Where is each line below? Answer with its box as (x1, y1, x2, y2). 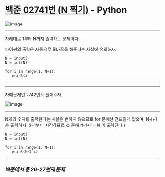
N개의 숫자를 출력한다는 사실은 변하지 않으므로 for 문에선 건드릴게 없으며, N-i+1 (5, 116, 157, 122)
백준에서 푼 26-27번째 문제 (5, 166, 65, 173)
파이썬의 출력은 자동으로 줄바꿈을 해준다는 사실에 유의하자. (5, 46, 117, 52)
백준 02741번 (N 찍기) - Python (5, 4, 127, 16)
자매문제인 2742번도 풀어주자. (5, 91, 63, 97)
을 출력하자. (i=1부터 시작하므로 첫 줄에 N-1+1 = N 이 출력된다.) (5, 122, 126, 128)
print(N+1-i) (11, 149, 38, 154)
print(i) (11, 73, 29, 78)
